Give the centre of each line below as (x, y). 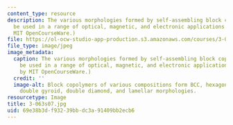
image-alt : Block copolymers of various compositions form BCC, (108, 85)
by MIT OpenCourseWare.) (55, 72)
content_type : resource (42, 14)
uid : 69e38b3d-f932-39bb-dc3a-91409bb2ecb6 (71, 110)
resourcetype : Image (37, 98)
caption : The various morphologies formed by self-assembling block (114, 59)
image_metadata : (31, 53)
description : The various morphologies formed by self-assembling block (114, 20)
